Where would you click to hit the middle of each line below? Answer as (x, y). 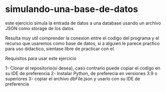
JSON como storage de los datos (39, 28)
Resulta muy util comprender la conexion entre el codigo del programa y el (82, 38)
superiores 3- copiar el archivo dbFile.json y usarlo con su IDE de (73, 78)
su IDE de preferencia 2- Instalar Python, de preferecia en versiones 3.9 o (81, 73)
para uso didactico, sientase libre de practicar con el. (60, 48)
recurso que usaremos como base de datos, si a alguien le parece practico (82, 43)
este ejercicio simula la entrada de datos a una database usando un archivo (83, 23)
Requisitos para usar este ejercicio (41, 58)
